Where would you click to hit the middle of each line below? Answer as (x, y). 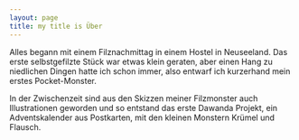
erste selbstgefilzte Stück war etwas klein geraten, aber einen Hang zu (141, 61)
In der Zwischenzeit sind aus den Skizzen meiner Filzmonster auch (134, 98)
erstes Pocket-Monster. (53, 80)
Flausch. (25, 126)
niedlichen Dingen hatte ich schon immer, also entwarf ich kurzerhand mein (150, 71)
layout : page (34, 18)
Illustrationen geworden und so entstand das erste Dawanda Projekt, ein (144, 107)
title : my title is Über (56, 26)
